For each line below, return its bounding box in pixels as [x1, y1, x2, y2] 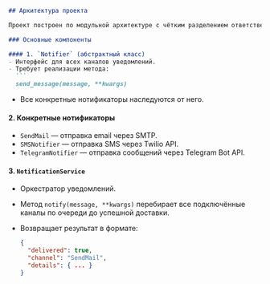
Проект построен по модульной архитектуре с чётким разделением [8, 21, 228, 29]
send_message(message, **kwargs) [15, 80, 128, 88]
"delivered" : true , [27, 246, 93, 255]
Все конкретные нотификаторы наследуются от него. [19, 95, 204, 103]
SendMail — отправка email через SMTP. [19, 131, 158, 140]
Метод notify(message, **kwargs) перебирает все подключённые [19, 200, 246, 209]
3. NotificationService [8, 166, 86, 176]
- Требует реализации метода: [8, 65, 110, 73]
